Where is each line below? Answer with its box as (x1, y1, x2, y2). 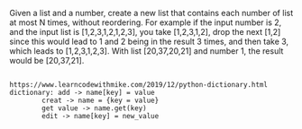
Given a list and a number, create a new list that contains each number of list (9, 8, 294, 18)
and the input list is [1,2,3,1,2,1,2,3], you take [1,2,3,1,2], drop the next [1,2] (9, 27, 281, 37)
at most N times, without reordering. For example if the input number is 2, (9, 17, 282, 28)
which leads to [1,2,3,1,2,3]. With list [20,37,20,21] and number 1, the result (9, 46, 284, 56)
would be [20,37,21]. (9, 56, 85, 65)
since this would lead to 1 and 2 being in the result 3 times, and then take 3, (9, 36, 289, 47)
